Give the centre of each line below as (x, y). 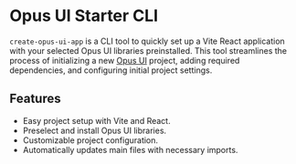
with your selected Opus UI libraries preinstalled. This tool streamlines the (148, 50)
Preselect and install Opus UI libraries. (95, 130)
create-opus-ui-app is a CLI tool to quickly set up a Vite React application (147, 41)
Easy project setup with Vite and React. (96, 120)
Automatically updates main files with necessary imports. (130, 149)
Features (35, 99)
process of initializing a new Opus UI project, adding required (125, 60)
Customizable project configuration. (90, 140)
